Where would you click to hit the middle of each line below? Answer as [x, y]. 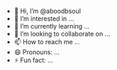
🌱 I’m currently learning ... [52, 26]
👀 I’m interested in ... [44, 19]
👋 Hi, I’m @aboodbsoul [48, 11]
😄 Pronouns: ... [37, 52]
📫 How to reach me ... [47, 42]
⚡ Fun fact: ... [33, 60]
